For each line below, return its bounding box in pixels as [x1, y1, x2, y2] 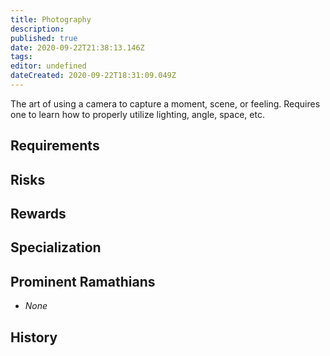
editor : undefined [10, 61, 87, 71]
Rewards [10, 206, 67, 223]
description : [10, 24, 65, 34]
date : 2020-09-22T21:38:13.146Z [10, 42, 145, 53]
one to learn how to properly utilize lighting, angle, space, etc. [10, 108, 265, 120]
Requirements [10, 137, 100, 155]
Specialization [10, 239, 102, 256]
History [10, 329, 58, 346]
